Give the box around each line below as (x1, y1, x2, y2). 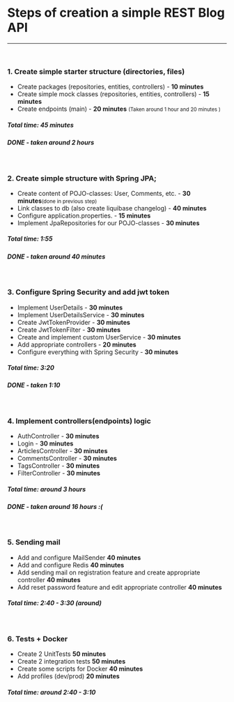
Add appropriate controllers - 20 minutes (17, 340, 137, 349)
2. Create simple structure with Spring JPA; (7, 173, 157, 183)
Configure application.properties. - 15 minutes (17, 211, 151, 220)
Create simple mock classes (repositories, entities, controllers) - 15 (17, 90, 210, 98)
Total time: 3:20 (7, 364, 54, 372)
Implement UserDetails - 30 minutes (17, 303, 123, 312)
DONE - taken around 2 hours (7, 138, 95, 147)
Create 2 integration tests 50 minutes (17, 657, 126, 666)
